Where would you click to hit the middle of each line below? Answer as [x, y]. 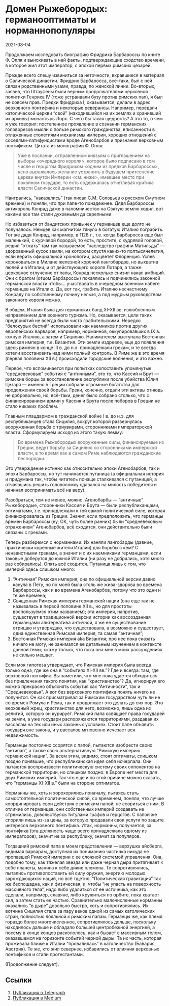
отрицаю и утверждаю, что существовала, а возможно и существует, [88, 628]
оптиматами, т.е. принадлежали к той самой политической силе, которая [85, 511]
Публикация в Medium [37, 998]
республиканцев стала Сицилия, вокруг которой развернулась [74, 421]
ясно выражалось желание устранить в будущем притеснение [86, 172]
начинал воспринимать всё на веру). [46, 490]
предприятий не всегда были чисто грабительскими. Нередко [73, 320]
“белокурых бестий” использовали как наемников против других [76, 326]
